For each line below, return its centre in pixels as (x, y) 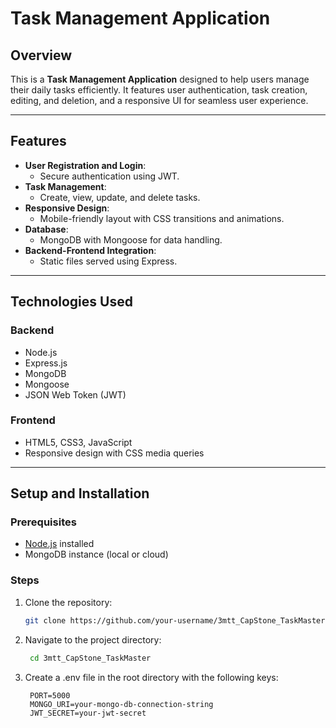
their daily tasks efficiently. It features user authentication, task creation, (159, 90)
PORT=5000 (50, 695)
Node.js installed (59, 544)
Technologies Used (71, 302)
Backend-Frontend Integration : (90, 250)
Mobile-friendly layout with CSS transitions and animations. (162, 218)
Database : (46, 229)
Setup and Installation (80, 493)
